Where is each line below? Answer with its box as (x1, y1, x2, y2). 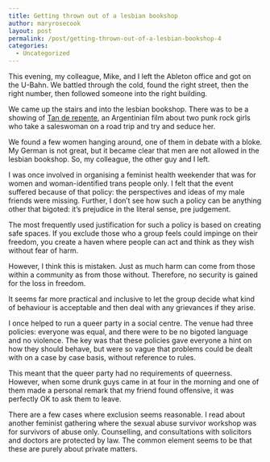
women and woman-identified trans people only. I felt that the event (8, 178, 234, 188)
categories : (8, 42, 48, 50)
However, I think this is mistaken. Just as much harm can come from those (8, 262, 255, 271)
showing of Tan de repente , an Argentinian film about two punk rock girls (8, 113, 251, 122)
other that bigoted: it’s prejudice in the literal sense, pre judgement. (8, 204, 231, 214)
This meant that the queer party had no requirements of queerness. (8, 368, 233, 378)
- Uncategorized (15, 49, 70, 57)
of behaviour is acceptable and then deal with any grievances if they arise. (8, 303, 256, 312)
